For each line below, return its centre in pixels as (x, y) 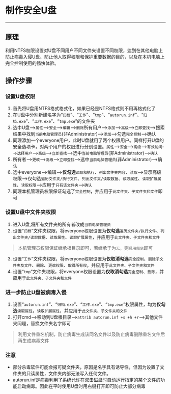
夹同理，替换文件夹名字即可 (42, 324)
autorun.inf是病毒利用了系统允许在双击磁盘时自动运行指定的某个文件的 (87, 380)
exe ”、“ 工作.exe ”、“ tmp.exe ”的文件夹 (57, 121)
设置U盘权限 (20, 96)
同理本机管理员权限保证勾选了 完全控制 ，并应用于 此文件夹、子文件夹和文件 (85, 191)
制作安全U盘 (31, 10)
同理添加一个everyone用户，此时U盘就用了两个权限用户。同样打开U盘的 (88, 140)
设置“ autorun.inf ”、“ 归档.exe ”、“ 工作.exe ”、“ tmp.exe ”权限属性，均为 (84, 304)
